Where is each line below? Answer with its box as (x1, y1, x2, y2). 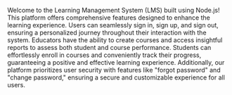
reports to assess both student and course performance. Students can (7, 44, 212, 51)
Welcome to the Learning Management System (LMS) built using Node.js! (7, 6, 220, 14)
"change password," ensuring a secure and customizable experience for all (7, 73, 225, 82)
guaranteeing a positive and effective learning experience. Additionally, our (7, 58, 225, 66)
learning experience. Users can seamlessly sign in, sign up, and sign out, (7, 21, 219, 29)
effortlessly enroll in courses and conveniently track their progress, (7, 51, 202, 59)
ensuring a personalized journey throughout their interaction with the (7, 28, 207, 37)
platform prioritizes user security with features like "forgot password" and (7, 66, 221, 74)
